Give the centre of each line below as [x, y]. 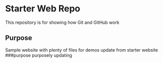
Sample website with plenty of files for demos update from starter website [82, 50]
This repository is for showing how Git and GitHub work [62, 22]
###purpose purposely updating [39, 55]
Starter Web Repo [43, 9]
